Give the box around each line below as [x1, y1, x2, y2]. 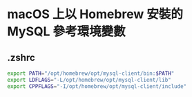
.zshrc [7, 51, 36, 63]
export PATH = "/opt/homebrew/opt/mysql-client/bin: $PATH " [7, 70, 175, 77]
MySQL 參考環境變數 [7, 24, 126, 39]
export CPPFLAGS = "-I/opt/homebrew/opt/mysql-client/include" [7, 82, 187, 90]
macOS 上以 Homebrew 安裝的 [7, 6, 183, 22]
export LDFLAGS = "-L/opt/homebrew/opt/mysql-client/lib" [7, 76, 171, 83]
